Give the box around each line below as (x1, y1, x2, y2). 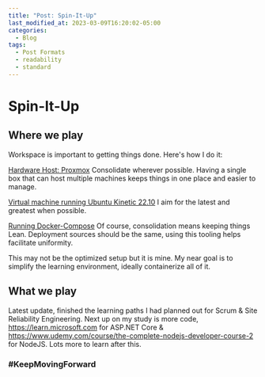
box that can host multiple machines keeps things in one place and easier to (8, 173, 256, 183)
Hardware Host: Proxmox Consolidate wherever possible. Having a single (8, 165, 247, 174)
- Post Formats (15, 48, 66, 56)
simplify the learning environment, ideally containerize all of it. (8, 261, 211, 271)
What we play (8, 284, 78, 298)
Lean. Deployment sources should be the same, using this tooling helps (8, 229, 241, 238)
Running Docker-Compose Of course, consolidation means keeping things (8, 221, 251, 230)
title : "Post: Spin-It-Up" (8, 11, 97, 20)
